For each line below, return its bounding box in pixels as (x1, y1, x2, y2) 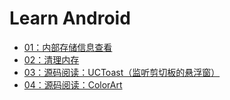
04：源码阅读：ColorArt (23, 78, 123, 91)
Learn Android (9, 7, 131, 30)
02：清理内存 (23, 53, 80, 66)
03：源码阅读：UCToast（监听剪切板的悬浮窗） (23, 66, 221, 78)
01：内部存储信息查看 (23, 41, 113, 53)
